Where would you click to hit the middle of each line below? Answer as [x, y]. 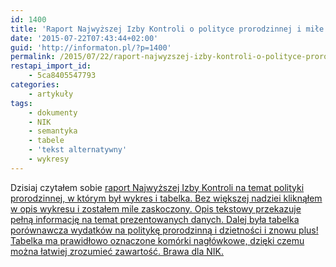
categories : [35, 85]
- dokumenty [53, 112]
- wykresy [49, 159]
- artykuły [51, 94]
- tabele [46, 141]
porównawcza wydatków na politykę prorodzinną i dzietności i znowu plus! [164, 230]
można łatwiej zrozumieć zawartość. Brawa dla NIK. [117, 251]
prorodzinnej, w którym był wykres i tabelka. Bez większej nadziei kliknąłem [166, 198]
